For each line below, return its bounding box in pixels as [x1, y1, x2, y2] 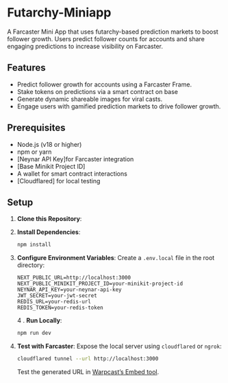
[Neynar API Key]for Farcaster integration [16, 154, 134, 163]
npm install [16, 242, 51, 248]
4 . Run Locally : [16, 316, 62, 325]
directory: [16, 261, 45, 269]
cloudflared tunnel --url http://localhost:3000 [16, 356, 159, 362]
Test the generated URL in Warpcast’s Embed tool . [16, 368, 160, 375]
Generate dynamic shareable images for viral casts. [16, 95, 163, 103]
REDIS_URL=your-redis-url [16, 299, 91, 305]
